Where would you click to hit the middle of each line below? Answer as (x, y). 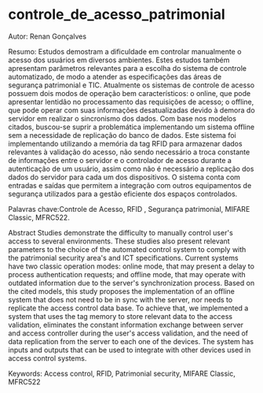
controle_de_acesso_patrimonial (117, 15)
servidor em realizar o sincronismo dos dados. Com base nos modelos (122, 118)
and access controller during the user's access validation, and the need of (128, 333)
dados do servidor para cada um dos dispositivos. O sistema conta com (124, 177)
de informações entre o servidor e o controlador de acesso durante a (120, 160)
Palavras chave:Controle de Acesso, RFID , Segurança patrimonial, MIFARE (129, 209)
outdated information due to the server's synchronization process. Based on (131, 283)
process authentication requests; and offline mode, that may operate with (127, 274)
